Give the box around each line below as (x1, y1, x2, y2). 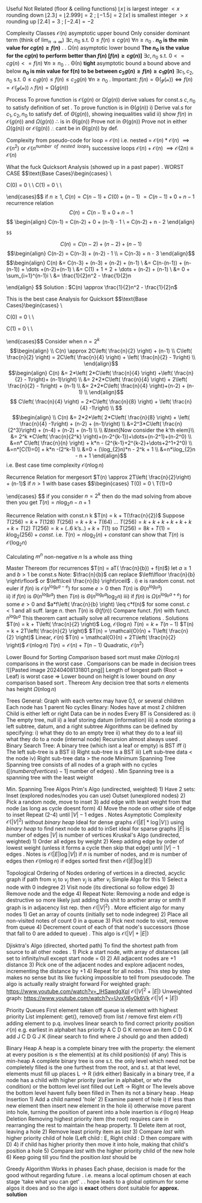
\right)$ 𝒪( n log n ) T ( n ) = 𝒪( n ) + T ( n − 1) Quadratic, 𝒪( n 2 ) (6, 641, 144, 648)
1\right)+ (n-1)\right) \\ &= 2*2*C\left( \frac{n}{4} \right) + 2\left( (28, 375, 188, 383)
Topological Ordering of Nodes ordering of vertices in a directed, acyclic (6, 869, 186, 877)
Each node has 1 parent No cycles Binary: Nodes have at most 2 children (6, 703, 186, 710)
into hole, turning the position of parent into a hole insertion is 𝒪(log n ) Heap (6, 1108, 194, 1115)
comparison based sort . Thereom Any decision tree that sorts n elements (6, 679, 189, 686)
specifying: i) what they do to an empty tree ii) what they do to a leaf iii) (6, 729, 183, 736)
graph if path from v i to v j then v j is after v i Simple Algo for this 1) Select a (6, 876, 188, 885)
